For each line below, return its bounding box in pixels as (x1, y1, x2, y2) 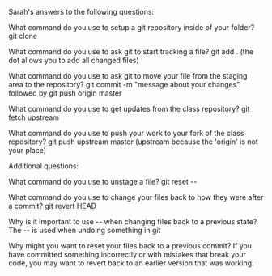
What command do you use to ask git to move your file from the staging (8, 71, 248, 80)
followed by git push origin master (8, 88, 122, 98)
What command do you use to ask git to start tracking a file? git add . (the (8, 47, 253, 56)
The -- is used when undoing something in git (8, 226, 161, 235)
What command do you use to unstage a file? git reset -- (8, 177, 198, 186)
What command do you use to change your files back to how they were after (8, 193, 264, 202)
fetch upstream (8, 113, 59, 122)
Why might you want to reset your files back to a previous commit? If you (8, 241, 253, 250)
